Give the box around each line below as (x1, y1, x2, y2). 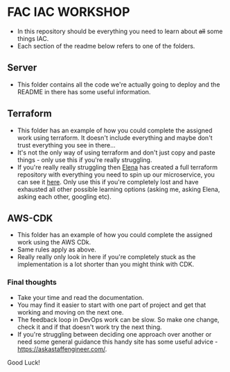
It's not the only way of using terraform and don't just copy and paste (17, 148, 216, 157)
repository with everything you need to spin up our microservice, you (17, 170, 215, 179)
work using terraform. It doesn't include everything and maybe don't (17, 133, 213, 142)
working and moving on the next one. (17, 308, 124, 316)
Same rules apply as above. (17, 245, 97, 254)
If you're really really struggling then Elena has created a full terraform (17, 163, 218, 171)
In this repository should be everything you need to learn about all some (17, 27, 223, 35)
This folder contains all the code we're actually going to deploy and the (17, 80, 220, 89)
